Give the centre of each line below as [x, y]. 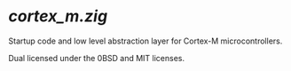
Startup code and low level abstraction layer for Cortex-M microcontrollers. [145, 41]
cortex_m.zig [58, 16]
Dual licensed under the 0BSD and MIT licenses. [97, 58]
